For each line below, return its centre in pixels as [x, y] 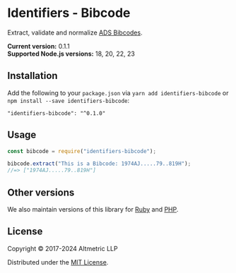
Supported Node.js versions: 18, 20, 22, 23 [71, 54]
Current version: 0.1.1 [39, 46]
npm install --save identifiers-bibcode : [69, 100]
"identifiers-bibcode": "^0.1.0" [57, 113]
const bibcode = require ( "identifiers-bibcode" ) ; [82, 151]
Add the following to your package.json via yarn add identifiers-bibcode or [118, 92]
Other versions [41, 192]
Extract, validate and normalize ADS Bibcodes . [75, 32]
